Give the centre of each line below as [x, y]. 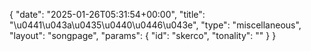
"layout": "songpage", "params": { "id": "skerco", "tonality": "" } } [143, 35]
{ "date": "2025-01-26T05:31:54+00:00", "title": [107, 14]
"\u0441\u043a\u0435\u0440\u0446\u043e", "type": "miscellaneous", [155, 25]
